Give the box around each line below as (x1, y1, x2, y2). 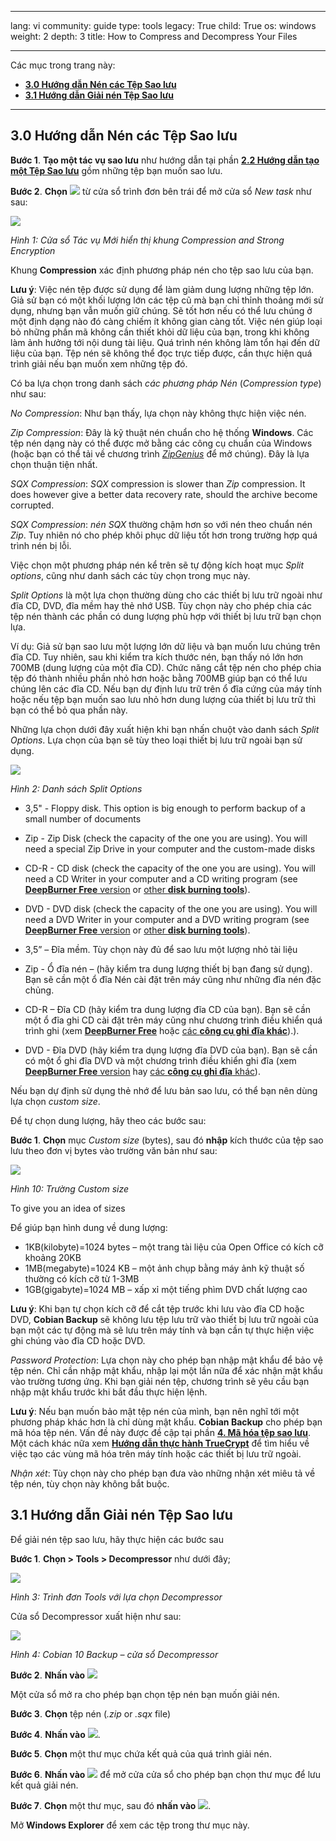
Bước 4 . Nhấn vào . (10, 1728, 101, 1740)
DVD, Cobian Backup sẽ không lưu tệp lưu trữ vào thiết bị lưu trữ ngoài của (10, 1313, 319, 1325)
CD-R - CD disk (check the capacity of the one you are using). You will (24, 862, 316, 874)
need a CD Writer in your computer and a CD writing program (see (24, 872, 298, 885)
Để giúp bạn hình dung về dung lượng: (10, 1221, 168, 1233)
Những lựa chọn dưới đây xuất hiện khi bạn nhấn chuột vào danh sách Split (10, 723, 320, 735)
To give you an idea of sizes (10, 1202, 126, 1214)
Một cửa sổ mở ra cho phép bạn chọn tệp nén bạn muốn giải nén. (10, 1688, 280, 1700)
